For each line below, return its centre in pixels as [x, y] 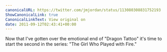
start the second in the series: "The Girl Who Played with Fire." [71, 44]
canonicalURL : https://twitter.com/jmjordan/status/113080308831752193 [83, 10]
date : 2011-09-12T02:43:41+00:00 [41, 24]
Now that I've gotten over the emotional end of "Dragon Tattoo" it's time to [84, 39]
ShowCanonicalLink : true [32, 15]
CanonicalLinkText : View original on [45, 19]
